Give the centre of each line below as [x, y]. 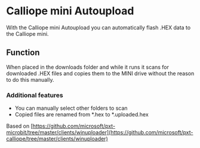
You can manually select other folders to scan [71, 108]
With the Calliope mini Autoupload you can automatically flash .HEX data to [99, 27]
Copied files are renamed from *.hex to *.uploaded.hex [82, 115]
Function [23, 53]
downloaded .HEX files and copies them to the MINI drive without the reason [100, 73]
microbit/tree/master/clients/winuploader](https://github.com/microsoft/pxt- [100, 132]
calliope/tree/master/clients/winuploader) [57, 139]
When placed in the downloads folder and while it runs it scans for [87, 67]
